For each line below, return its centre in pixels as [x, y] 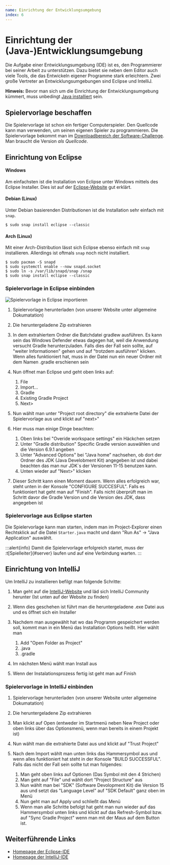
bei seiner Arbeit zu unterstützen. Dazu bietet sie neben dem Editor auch [81, 70]
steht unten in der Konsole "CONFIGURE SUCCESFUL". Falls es [79, 486]
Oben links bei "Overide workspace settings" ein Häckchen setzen [90, 438]
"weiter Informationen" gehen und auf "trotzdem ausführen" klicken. [84, 351]
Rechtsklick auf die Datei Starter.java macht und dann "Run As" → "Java [82, 532]
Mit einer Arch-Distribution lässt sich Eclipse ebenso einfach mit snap [78, 248]
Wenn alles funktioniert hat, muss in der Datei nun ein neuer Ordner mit [87, 356]
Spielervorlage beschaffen [48, 113]
